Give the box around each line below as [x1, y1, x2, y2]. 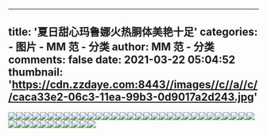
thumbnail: [8, 65, 64, 80]
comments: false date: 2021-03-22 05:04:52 [8, 53, 236, 67]
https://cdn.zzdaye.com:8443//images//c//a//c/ [11, 78, 258, 91]
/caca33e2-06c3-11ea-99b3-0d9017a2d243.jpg [8, 91, 254, 104]
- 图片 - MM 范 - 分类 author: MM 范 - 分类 [8, 41, 215, 54]
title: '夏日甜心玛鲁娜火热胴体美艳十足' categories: [8, 25, 258, 39]
